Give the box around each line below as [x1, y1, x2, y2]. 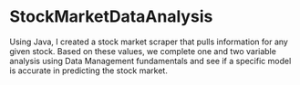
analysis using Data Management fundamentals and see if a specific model [9, 55, 292, 66]
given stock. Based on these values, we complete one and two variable [9, 45, 276, 56]
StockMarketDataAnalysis [9, 6, 213, 27]
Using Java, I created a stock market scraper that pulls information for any [9, 36, 289, 47]
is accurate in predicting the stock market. [9, 65, 169, 76]
